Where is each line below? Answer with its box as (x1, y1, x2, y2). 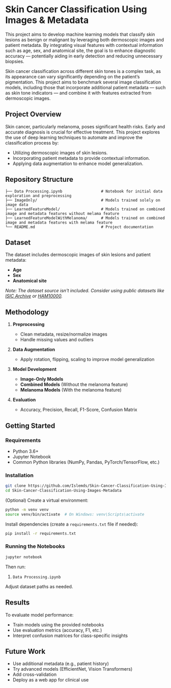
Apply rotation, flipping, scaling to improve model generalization (20, 356, 155, 363)
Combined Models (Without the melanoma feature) (20, 381, 128, 388)
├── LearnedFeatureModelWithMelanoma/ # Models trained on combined (5, 215, 165, 221)
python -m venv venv (5, 507, 49, 512)
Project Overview (5, 110, 62, 119)
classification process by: (5, 140, 59, 146)
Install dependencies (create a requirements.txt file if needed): (5, 521, 138, 527)
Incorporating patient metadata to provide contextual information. (12, 155, 150, 161)
